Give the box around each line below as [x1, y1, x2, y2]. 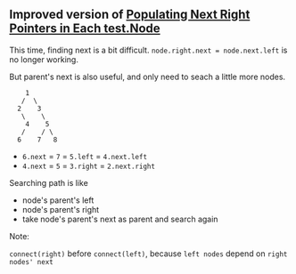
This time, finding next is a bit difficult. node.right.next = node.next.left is [9, 44, 288, 55]
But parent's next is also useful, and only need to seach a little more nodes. [9, 71, 286, 82]
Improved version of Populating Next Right [9, 7, 251, 22]
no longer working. [9, 53, 78, 65]
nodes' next [9, 257, 53, 266]
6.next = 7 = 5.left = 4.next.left [21, 150, 148, 161]
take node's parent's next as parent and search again [21, 214, 218, 224]
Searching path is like [9, 177, 89, 188]
